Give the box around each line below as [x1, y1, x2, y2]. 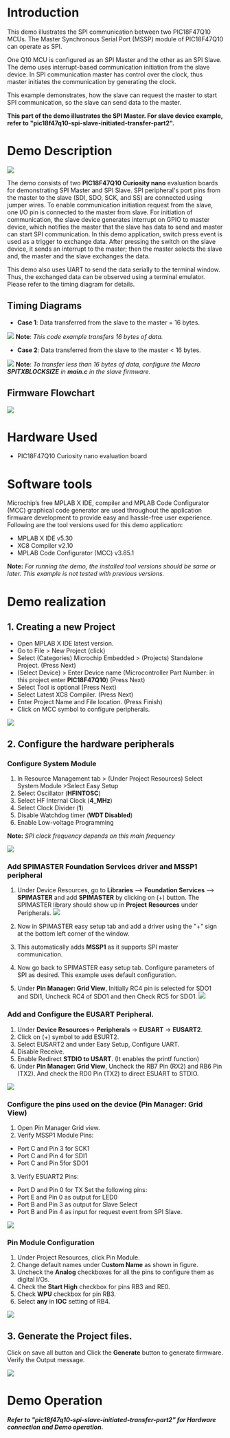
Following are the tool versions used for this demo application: [7, 521, 183, 529]
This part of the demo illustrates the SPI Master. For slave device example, [7, 112, 223, 120]
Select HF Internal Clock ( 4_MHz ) [16, 797, 113, 805]
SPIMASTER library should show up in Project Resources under [16, 901, 198, 909]
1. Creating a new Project [7, 621, 115, 633]
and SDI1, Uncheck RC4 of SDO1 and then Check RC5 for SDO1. [16, 992, 198, 1000]
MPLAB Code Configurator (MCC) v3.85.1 [16, 549, 135, 557]
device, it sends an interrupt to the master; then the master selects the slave [7, 245, 222, 253]
